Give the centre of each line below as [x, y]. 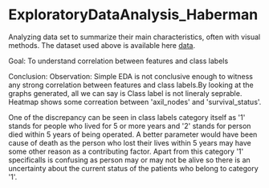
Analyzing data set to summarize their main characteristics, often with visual [134, 37]
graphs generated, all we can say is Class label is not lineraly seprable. [125, 93]
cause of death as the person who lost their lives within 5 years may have [130, 142]
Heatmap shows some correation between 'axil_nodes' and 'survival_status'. [135, 102]
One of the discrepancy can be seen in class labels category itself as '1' [127, 117]
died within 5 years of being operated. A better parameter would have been [133, 134]
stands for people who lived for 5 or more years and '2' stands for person [130, 126]
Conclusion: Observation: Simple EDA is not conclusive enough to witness [130, 76]
